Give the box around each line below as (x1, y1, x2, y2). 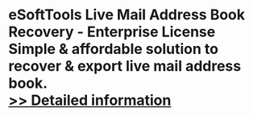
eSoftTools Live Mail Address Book (8, 6, 246, 24)
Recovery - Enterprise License (8, 23, 216, 41)
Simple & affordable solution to (8, 40, 219, 58)
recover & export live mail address (8, 57, 242, 76)
